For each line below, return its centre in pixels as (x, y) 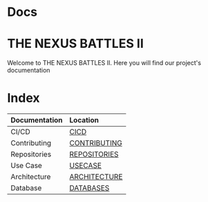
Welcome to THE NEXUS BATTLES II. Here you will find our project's (104, 63)
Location (84, 120)
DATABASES (89, 188)
